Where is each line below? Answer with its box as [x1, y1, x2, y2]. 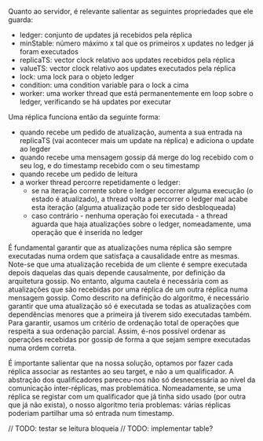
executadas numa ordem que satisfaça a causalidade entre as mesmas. [8, 252, 240, 260]
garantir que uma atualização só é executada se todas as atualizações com [8, 302, 251, 311]
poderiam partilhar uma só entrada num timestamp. [8, 409, 174, 417]
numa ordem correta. [8, 344, 77, 352]
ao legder [19, 145, 51, 153]
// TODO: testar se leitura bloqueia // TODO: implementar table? [8, 424, 214, 433]
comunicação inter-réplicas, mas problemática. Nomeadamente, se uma [8, 384, 242, 392]
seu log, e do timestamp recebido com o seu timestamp [19, 161, 200, 170]
